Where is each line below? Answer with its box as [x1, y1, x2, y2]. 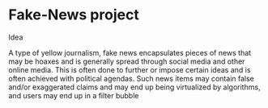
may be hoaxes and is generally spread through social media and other [8, 56, 245, 66]
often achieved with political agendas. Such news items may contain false [8, 73, 255, 83]
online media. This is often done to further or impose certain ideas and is [8, 64, 251, 74]
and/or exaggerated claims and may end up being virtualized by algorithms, [8, 82, 261, 92]
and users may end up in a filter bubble [8, 90, 139, 100]
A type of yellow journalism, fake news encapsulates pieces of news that [8, 48, 252, 57]
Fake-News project [8, 6, 139, 24]
